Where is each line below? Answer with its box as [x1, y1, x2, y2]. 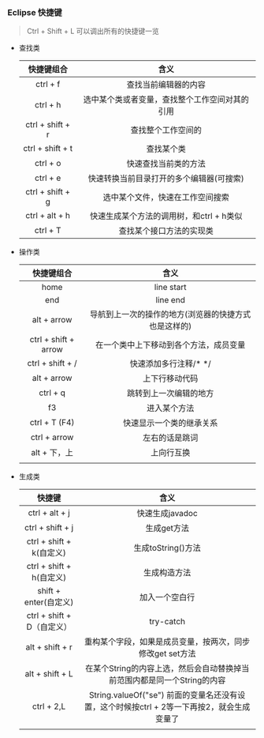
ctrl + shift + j [24, 522, 74, 533]
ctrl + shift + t [22, 143, 73, 154]
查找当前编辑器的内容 [126, 79, 206, 90]
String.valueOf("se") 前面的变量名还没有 [88, 690, 238, 701]
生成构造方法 [143, 567, 191, 578]
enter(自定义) [24, 597, 74, 608]
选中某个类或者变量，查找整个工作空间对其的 [83, 94, 250, 105]
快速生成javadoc [136, 508, 198, 519]
